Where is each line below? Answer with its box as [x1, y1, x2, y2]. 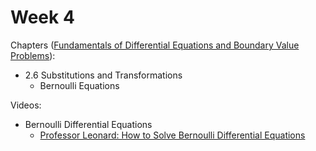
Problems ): [10, 49, 56, 61]
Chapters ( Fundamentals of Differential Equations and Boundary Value [10, 39, 300, 51]
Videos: [10, 99, 42, 111]
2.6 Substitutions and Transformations [24, 69, 183, 81]
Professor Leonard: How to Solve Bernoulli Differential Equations [39, 129, 306, 141]
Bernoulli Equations [39, 79, 120, 91]
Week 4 [10, 6, 75, 29]
